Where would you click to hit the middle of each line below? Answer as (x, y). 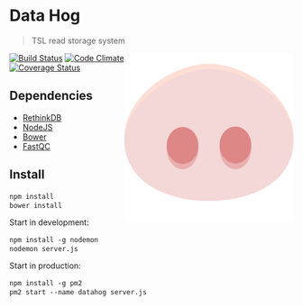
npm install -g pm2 (46, 283)
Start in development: (49, 222)
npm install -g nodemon (54, 239)
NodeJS (37, 127)
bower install (36, 205)
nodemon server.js (44, 248)
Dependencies (51, 96)
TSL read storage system (78, 40)
